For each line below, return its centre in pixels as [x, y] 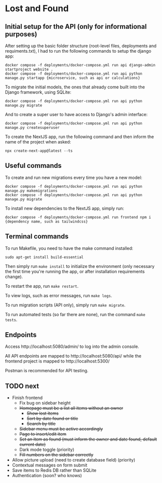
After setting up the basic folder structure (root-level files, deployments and [81, 46]
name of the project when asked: [38, 142]
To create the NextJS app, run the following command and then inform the [80, 137]
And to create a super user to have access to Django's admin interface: [76, 114]
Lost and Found [37, 9]
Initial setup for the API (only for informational [76, 27]
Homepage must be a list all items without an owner [71, 408]
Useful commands [33, 166]
